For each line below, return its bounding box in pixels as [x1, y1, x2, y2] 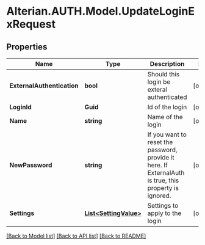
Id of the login [147, 103, 187, 111]
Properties [6, 42, 48, 52]
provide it [147, 153, 175, 161]
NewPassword [9, 161, 52, 169]
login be [147, 78, 171, 86]
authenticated [147, 93, 187, 101]
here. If [147, 161, 168, 169]
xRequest [6, 17, 56, 31]
